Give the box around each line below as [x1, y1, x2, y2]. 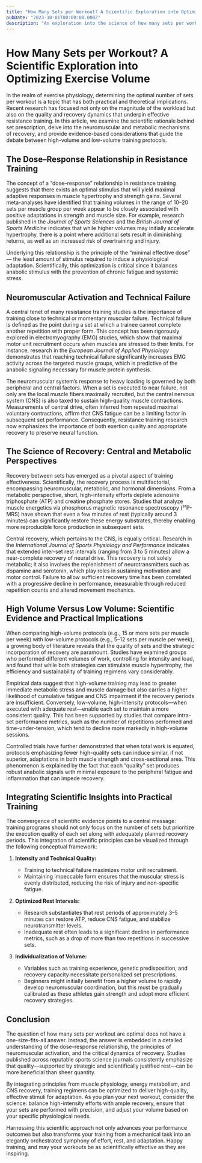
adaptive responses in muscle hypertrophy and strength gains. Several [6, 193, 182, 200]
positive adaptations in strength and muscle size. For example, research [6, 212, 185, 219]
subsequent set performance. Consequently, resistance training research [6, 416, 188, 423]
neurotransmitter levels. [23, 922, 83, 929]
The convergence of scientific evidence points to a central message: [6, 818, 176, 825]
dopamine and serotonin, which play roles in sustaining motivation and [6, 567, 181, 574]
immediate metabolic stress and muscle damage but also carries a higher [6, 686, 188, 693]
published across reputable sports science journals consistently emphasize [6, 1056, 193, 1063]
